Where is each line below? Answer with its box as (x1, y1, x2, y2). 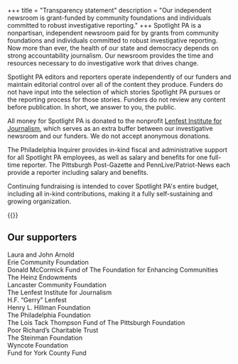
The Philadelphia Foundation (7, 311, 91, 319)
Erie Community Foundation (7, 257, 89, 266)
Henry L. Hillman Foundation (7, 303, 91, 311)
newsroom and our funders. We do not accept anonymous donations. (7, 132, 211, 140)
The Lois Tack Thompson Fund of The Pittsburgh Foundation (7, 318, 185, 326)
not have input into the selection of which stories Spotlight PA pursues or (7, 88, 221, 96)
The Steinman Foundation (7, 333, 83, 342)
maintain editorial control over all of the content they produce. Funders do (7, 80, 224, 88)
